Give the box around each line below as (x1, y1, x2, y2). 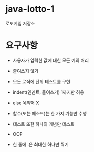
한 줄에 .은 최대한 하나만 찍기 (12, 141, 69, 147)
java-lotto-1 (5, 3, 55, 15)
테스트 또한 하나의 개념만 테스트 (12, 121, 74, 127)
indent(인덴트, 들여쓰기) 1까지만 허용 (12, 89, 84, 95)
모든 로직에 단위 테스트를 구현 (12, 78, 70, 84)
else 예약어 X (12, 100, 39, 106)
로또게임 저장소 (5, 20, 35, 26)
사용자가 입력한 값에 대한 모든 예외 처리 (12, 57, 89, 63)
